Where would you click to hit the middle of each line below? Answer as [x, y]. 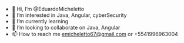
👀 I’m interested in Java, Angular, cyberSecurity [69, 15]
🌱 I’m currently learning [40, 21]
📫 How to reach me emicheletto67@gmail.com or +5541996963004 [95, 34]
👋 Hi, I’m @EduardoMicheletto [48, 9]
